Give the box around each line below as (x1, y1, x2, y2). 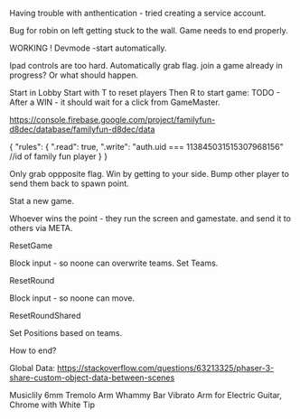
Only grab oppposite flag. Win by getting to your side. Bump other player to (9, 169, 289, 179)
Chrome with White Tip (9, 399, 95, 410)
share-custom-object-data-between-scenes (9, 372, 175, 383)
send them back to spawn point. (9, 178, 129, 189)
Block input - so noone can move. (9, 293, 136, 303)
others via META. (9, 223, 73, 233)
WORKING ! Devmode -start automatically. (9, 42, 167, 53)
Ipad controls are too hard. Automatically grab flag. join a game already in (9, 61, 283, 70)
